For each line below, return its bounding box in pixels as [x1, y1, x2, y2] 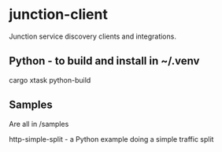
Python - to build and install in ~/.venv [9, 54, 200, 68]
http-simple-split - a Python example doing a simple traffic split [9, 134, 214, 143]
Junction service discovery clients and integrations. [9, 32, 176, 41]
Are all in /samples [9, 119, 69, 128]
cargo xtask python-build [9, 75, 91, 84]
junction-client [9, 6, 109, 24]
